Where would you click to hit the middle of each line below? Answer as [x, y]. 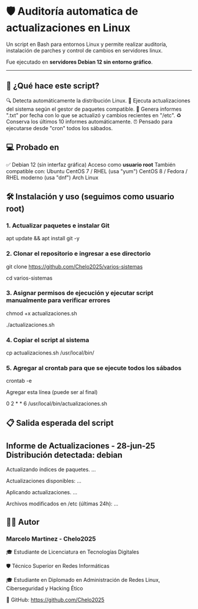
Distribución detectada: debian [64, 455]
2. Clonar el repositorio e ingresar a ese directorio [78, 254]
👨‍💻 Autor [23, 522]
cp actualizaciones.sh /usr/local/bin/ [50, 353]
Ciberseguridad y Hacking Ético [45, 588]
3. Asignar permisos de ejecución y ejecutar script [80, 293]
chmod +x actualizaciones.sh [42, 313]
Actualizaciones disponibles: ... [44, 481]
